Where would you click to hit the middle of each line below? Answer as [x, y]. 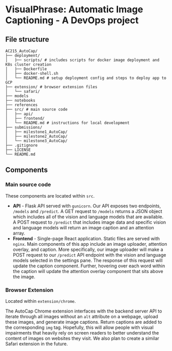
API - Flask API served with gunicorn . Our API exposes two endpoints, [87, 206]
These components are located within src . [50, 196]
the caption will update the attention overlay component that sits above [88, 271]
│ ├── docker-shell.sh [32, 73]
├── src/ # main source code [36, 109]
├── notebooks [21, 101]
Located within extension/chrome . [41, 301]
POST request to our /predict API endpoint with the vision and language [89, 255]
